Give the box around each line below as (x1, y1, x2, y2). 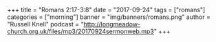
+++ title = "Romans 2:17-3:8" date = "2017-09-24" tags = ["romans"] (7, 6, 206, 14)
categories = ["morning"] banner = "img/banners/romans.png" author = (7, 13, 211, 21)
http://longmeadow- (83, 20, 141, 28)
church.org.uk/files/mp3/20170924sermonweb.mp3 (7, 27, 155, 35)
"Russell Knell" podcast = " (7, 20, 84, 28)
